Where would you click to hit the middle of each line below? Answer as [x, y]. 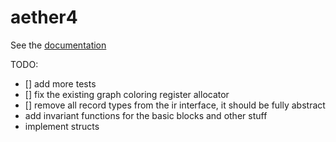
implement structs [62, 126]
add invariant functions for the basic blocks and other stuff [146, 115]
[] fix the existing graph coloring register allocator [127, 94]
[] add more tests [60, 83]
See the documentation [58, 45]
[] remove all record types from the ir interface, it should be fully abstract [175, 105]
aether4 [44, 17]
